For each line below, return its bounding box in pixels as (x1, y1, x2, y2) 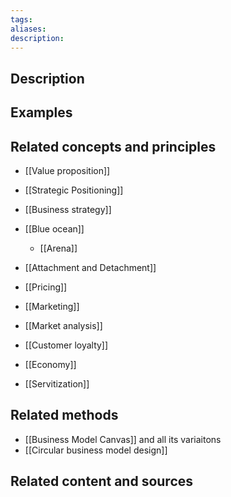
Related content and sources (10, 473, 194, 490)
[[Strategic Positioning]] (24, 184, 124, 196)
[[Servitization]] (24, 377, 90, 390)
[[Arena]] (39, 242, 78, 254)
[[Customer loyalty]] (24, 339, 109, 351)
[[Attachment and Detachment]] (24, 261, 157, 273)
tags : (10, 14, 33, 25)
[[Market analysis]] (24, 319, 103, 331)
